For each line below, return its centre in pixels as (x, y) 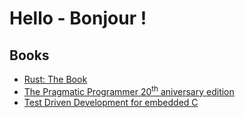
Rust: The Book (55, 79)
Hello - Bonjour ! (78, 18)
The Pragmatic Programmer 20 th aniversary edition (129, 90)
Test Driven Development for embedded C (111, 102)
